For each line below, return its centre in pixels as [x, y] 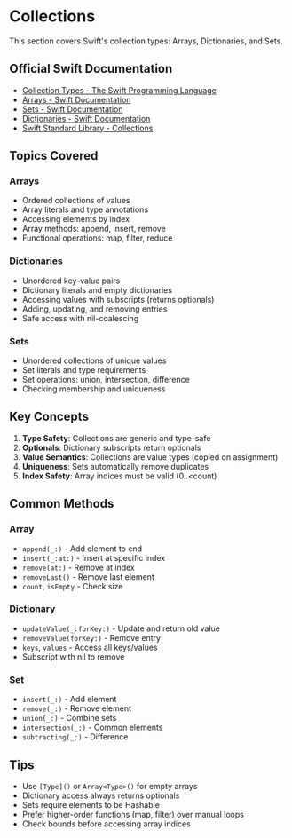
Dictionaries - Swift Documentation [86, 118]
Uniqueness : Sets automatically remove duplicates [115, 466]
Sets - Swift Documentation [72, 109]
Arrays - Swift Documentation [76, 99]
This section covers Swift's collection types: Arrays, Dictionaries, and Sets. [146, 41]
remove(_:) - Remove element [76, 708]
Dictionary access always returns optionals [101, 795]
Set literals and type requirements [84, 370]
